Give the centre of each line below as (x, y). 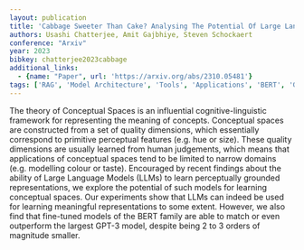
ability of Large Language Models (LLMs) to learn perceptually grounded (145, 178)
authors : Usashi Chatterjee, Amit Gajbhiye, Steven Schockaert (131, 34)
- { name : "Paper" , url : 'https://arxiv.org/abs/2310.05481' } (135, 77)
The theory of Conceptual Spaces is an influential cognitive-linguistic (138, 110)
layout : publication (48, 18)
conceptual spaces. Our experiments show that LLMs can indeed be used (147, 197)
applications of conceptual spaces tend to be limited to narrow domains (143, 158)
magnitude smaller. (45, 235)
